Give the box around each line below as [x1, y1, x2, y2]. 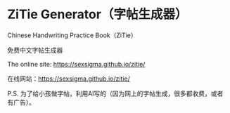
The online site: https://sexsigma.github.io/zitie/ [7, 60, 146, 68]
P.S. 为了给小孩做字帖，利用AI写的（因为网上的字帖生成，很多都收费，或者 [7, 89, 224, 98]
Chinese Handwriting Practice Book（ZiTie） [7, 31, 137, 39]
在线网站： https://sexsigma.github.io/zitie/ [7, 74, 130, 83]
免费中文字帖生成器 [7, 46, 63, 54]
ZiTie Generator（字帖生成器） [7, 6, 188, 22]
